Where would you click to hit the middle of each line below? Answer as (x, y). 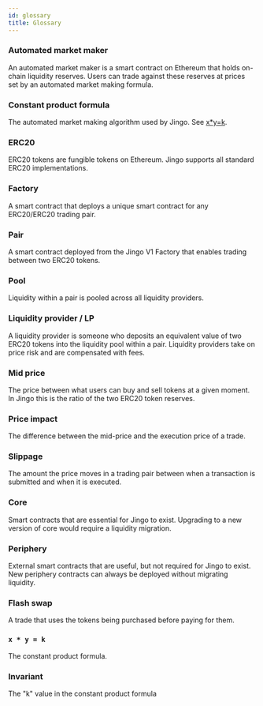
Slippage (26, 456)
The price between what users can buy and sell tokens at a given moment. (129, 390)
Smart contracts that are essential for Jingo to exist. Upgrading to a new (125, 520)
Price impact (33, 419)
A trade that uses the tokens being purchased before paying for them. (121, 620)
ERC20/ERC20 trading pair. (52, 214)
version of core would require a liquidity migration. (90, 528)
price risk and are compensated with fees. (77, 352)
